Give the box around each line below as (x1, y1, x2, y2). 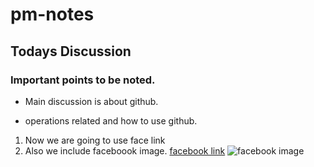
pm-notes (10, 3, 95, 26)
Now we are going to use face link (24, 134, 166, 146)
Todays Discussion (10, 43, 132, 60)
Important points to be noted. (10, 73, 156, 87)
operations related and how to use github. (24, 114, 198, 127)
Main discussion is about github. (24, 95, 159, 107)
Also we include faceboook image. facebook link (24, 144, 226, 157)
